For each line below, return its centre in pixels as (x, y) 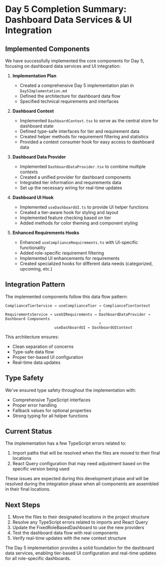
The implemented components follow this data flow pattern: (67, 296)
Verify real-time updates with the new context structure (69, 538)
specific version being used (41, 469)
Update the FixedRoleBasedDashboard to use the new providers (78, 528)
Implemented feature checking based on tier (65, 218)
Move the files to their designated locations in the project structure (81, 517)
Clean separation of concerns (43, 346)
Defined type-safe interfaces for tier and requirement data (80, 131)
